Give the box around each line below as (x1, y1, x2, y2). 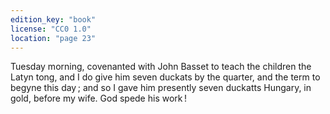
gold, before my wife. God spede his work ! (10, 92, 188, 105)
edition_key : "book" (10, 14, 97, 25)
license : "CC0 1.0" (10, 24, 92, 34)
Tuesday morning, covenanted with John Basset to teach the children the (10, 61, 312, 73)
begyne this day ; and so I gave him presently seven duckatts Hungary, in (10, 82, 312, 94)
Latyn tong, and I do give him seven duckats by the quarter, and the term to (10, 71, 321, 83)
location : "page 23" (10, 33, 97, 43)
